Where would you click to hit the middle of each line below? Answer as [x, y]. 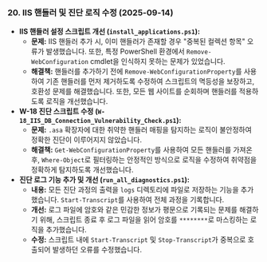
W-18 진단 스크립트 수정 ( [59, 111]
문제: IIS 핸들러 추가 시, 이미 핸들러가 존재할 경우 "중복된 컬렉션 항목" [138, 42]
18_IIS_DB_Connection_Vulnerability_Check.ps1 [98, 121]
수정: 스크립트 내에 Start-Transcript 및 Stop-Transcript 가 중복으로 [138, 240]
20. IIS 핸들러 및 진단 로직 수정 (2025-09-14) [90, 12]
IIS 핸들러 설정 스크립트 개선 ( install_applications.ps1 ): [110, 32]
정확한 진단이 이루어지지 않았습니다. [86, 140]
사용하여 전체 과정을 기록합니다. [175, 200]
